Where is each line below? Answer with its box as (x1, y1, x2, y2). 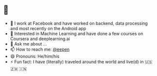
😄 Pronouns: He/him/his (10, 53, 60, 59)
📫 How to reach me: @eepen (10, 46, 70, 52)
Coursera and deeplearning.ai (10, 36, 70, 42)
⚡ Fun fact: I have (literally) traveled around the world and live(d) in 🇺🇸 (10, 59, 153, 64)
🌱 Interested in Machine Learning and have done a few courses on (10, 30, 143, 36)
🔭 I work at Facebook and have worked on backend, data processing (10, 20, 148, 26)
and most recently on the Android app (10, 25, 87, 31)
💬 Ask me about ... (10, 41, 47, 46)
